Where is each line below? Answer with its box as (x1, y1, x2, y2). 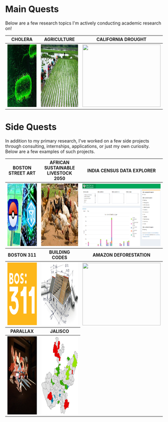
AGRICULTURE (44, 36, 75, 42)
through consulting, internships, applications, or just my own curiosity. (5, 143, 150, 149)
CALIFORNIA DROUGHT (96, 36, 146, 42)
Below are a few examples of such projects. (5, 148, 95, 154)
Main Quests (5, 3, 59, 15)
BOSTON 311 (7, 251, 36, 258)
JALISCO (49, 328, 69, 334)
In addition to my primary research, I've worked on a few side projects (5, 137, 149, 143)
